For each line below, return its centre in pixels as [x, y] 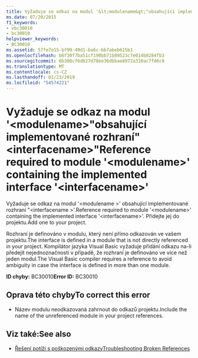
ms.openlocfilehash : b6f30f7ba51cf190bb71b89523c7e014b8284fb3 [85, 55]
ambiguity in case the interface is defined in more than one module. [88, 265]
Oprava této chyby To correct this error [78, 295]
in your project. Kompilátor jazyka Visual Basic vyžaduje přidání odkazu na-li [99, 246]
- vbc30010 [19, 28]
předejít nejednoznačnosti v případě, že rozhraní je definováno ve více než [97, 252]
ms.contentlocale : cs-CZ [37, 72]
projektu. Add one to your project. [47, 222]
